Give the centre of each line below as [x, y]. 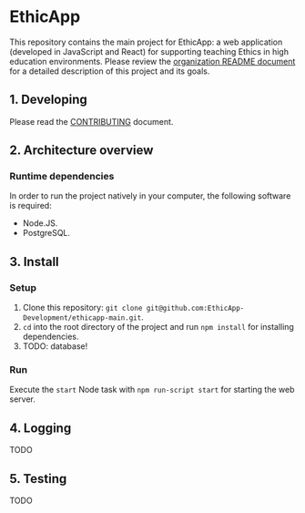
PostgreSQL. [46, 233]
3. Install [34, 262]
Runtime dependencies [62, 177]
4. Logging [41, 428]
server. [23, 399]
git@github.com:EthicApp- [195, 308]
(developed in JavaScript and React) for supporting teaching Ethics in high [149, 51]
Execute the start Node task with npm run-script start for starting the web [152, 390]
